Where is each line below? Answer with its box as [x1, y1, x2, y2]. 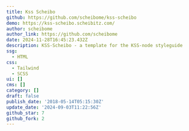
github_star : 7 [6, 110, 45, 116]
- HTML [12, 54, 28, 60]
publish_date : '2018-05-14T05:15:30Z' [6, 98, 104, 104]
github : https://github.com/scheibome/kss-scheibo [6, 14, 137, 21]
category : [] [6, 88, 39, 94]
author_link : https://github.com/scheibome [6, 31, 118, 37]
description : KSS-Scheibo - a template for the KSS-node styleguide [6, 43, 183, 49]
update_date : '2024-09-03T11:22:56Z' [6, 104, 102, 110]
